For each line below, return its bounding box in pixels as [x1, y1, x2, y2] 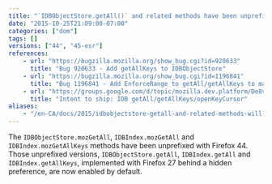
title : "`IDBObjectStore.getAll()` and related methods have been [8, 11, 237, 20]
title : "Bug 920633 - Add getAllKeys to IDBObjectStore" [29, 65, 227, 73]
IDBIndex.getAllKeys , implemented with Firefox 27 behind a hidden [8, 158, 232, 167]
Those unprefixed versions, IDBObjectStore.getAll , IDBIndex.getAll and [8, 149, 251, 159]
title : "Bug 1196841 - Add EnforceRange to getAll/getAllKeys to [29, 79, 255, 88]
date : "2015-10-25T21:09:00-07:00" [8, 19, 129, 28]
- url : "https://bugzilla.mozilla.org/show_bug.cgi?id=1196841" [23, 72, 244, 80]
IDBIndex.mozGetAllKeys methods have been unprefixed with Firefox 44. [8, 141, 249, 150]
